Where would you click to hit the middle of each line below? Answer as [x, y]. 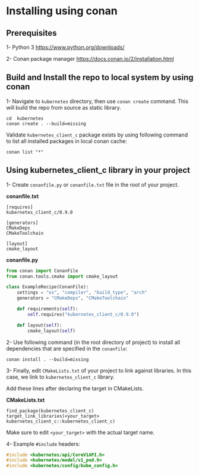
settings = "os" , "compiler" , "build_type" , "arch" [82, 293]
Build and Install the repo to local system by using [100, 78]
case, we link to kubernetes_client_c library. [60, 377]
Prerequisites [31, 33]
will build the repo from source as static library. [64, 107]
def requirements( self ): [48, 309]
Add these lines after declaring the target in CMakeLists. [75, 388]
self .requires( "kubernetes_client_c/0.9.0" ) [83, 314]
